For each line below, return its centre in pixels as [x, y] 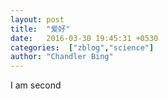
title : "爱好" [40, 29]
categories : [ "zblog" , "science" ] [82, 47]
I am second [36, 85]
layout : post [37, 19]
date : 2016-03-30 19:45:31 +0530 [84, 38]
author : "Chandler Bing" [62, 57]
